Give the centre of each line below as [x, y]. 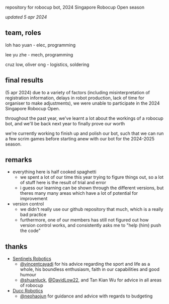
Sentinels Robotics [32, 259]
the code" [30, 231]
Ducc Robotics [28, 291]
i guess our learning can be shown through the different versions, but [92, 188]
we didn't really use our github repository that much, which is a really [92, 209]
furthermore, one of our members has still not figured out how [84, 220]
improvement [34, 199]
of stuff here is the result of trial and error [63, 183]
